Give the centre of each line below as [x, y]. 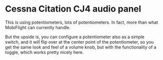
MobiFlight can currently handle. [38, 27]
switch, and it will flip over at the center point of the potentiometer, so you [80, 42]
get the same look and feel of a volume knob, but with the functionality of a [81, 47]
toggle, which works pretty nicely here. [45, 52]
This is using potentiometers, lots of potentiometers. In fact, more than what [81, 22]
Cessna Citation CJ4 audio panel [73, 9]
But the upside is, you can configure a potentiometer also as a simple [75, 37]
